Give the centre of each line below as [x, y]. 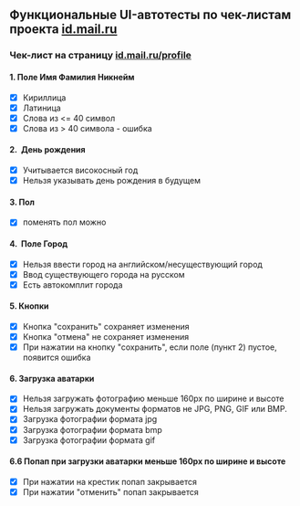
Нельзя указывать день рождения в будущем [111, 181]
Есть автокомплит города [72, 285]
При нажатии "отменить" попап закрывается [110, 491]
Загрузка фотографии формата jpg [90, 419]
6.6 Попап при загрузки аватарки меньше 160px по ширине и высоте [148, 461]
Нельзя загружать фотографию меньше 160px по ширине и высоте [153, 399]
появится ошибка [57, 358]
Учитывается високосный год [80, 170]
